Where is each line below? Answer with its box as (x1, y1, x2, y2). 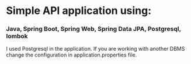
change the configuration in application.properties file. (6, 51, 137, 59)
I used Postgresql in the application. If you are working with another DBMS (6, 45, 185, 52)
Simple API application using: (6, 4, 152, 17)
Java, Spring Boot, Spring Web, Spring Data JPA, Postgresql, (6, 25, 181, 33)
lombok (6, 32, 28, 40)
